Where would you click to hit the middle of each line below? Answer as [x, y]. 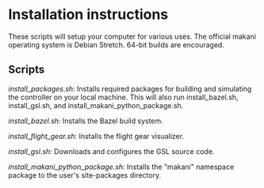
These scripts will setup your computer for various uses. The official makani [132, 36]
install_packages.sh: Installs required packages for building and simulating [130, 88]
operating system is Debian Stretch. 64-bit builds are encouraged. [116, 44]
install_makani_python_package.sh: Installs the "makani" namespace [121, 167]
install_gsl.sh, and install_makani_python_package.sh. [96, 105]
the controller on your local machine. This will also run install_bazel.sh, [124, 97]
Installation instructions [88, 15]
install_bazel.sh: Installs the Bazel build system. [86, 121]
